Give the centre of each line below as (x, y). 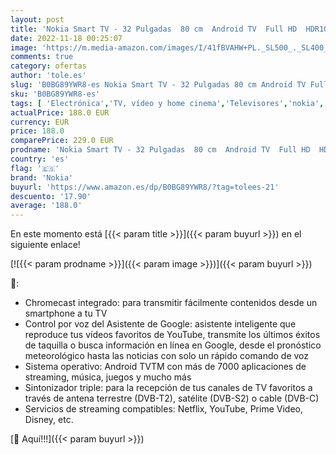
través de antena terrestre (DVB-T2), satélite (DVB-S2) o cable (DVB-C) (172, 398)
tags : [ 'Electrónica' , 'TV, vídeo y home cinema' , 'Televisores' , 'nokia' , (167, 103)
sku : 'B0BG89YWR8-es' (55, 94)
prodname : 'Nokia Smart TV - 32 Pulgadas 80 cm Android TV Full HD (160, 150)
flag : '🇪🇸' (35, 168)
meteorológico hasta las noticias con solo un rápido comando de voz (166, 356)
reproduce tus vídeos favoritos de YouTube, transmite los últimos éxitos (172, 335)
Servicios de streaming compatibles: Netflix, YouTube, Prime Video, (163, 409)
